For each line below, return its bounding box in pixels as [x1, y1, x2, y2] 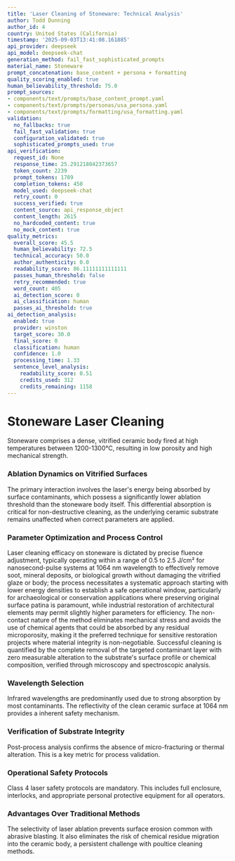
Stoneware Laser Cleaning [7, 413, 165, 429]
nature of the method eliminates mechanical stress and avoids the [30, 616, 222, 625]
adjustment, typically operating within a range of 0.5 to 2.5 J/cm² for [7, 556, 205, 565]
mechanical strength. [7, 452, 69, 460]
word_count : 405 [13, 285, 61, 292]
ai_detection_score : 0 [13, 291, 80, 299]
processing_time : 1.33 [13, 357, 80, 364]
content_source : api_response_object [13, 207, 124, 214]
